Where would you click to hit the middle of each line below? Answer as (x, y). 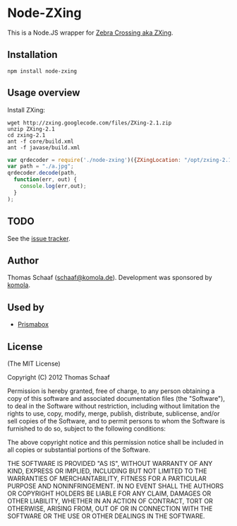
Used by (26, 307)
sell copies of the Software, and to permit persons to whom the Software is (116, 421)
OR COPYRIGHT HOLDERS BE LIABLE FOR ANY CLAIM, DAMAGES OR (109, 493)
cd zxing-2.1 (26, 135)
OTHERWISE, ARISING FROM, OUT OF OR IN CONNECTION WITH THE (110, 508)
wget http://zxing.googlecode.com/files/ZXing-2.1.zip (90, 123)
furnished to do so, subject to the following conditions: (86, 428)
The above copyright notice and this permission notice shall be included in (115, 442)
